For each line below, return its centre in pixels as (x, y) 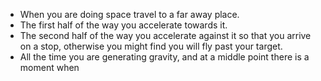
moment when (49, 67)
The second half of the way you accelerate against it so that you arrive (165, 35)
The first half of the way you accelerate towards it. (123, 25)
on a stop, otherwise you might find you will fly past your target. (151, 46)
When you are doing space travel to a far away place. (129, 14)
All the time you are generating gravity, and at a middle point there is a (164, 57)
